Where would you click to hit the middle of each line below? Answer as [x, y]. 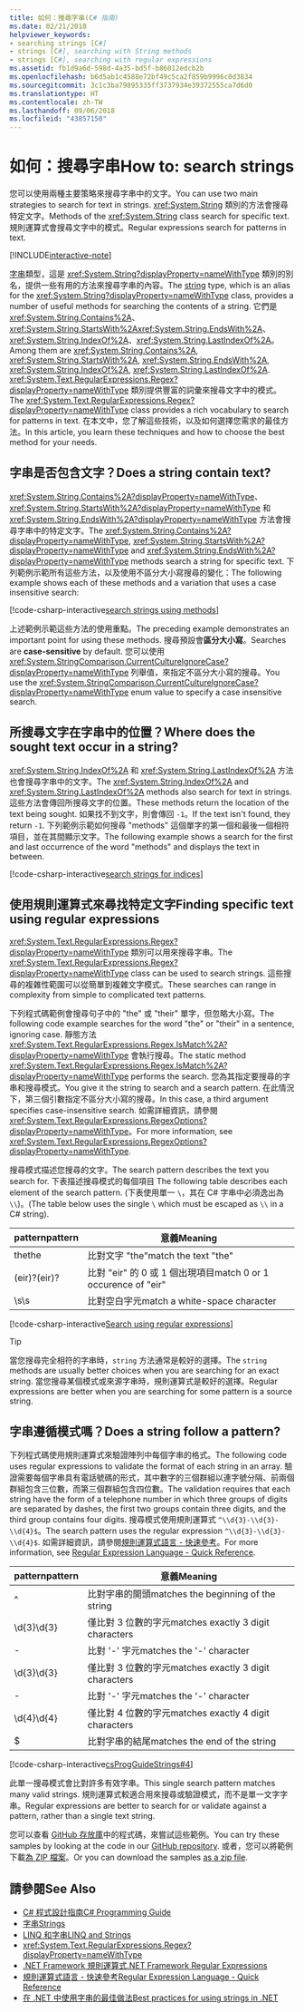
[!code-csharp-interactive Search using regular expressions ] [121, 1324]
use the [24, 682]
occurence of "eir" [127, 1284]
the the [28, 1255]
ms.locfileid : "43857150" [58, 119]
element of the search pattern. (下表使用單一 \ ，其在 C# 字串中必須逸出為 [147, 1192]
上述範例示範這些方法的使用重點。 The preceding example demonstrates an [149, 628]
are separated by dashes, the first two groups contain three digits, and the [148, 1509]
